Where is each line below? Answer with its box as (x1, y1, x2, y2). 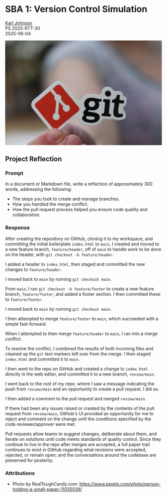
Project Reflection (5, 155, 62, 163)
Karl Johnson (5, 20, 33, 26)
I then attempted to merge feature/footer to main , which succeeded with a (5, 315, 159, 322)
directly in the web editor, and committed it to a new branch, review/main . (5, 371, 156, 377)
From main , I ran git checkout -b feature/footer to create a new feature (5, 285, 154, 292)
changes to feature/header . (5, 266, 62, 272)
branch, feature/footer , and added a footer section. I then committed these (5, 291, 161, 297)
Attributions (5, 470, 35, 477)
